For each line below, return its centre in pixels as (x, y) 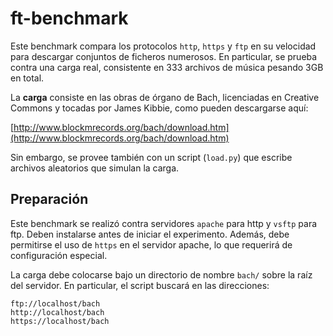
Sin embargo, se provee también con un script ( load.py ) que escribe (151, 157)
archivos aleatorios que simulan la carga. (95, 168)
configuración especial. (59, 255)
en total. (27, 78)
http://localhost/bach (57, 312)
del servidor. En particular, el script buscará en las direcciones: (140, 285)
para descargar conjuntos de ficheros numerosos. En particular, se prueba (164, 56)
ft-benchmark (69, 18)
